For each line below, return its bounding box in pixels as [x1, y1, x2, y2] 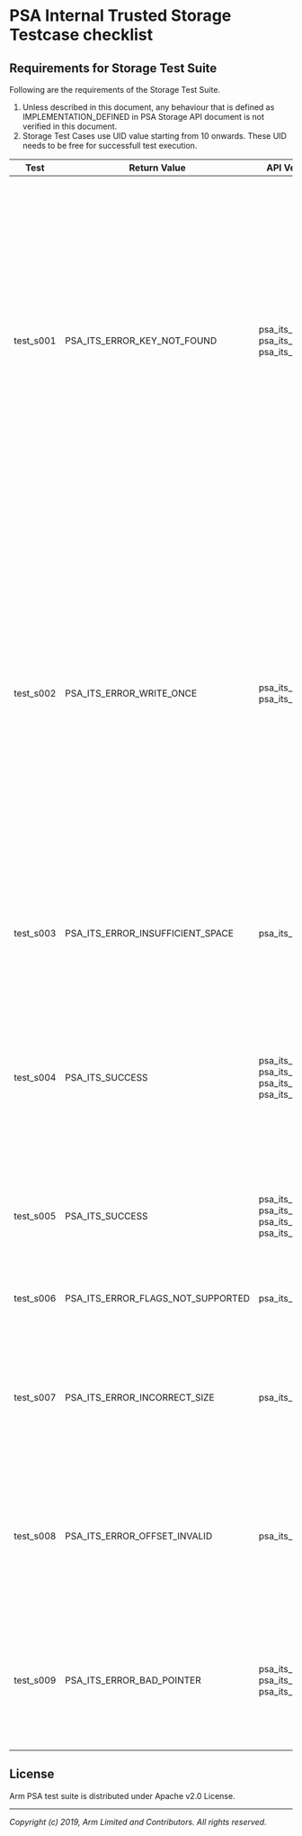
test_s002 [13, 687, 57, 699]
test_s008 [13, 1530, 57, 1542]
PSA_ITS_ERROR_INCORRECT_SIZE [64, 1392, 215, 1403]
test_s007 [13, 1392, 57, 1403]
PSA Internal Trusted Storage [9, 5, 232, 26]
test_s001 [13, 334, 57, 347]
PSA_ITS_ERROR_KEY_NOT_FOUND [64, 334, 218, 347]
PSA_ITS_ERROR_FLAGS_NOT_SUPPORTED [64, 1293, 250, 1304]
